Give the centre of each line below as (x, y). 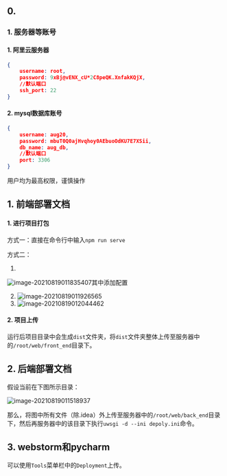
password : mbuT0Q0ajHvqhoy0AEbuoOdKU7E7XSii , (86, 141)
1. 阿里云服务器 (28, 50)
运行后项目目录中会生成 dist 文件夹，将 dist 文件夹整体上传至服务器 (100, 336)
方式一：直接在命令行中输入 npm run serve (66, 239)
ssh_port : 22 (38, 91)
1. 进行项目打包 (28, 224)
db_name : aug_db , (44, 147)
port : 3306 (35, 160)
